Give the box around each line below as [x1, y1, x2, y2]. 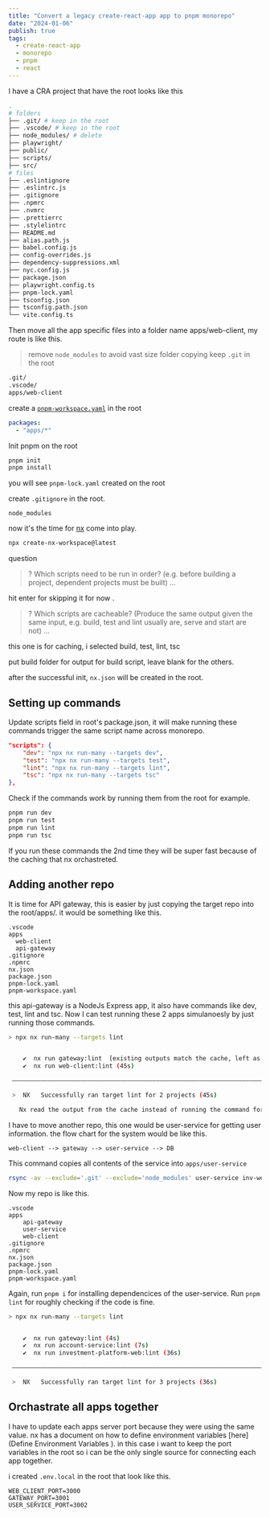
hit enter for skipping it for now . [8, 593, 115, 603]
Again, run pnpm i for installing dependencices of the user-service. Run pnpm [8, 1288, 260, 1298]
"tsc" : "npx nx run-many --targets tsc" [22, 771, 160, 780]
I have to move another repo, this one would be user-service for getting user [8, 1120, 261, 1130]
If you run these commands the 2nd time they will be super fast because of [8, 846, 257, 855]
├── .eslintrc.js [8, 184, 67, 192]
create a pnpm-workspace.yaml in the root [8, 403, 142, 412]
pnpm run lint [8, 823, 56, 832]
